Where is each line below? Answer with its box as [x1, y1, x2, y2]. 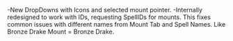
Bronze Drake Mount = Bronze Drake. [7, 27, 115, 36]
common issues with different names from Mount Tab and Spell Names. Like [7, 20, 226, 28]
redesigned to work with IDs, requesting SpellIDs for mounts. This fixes [7, 13, 211, 21]
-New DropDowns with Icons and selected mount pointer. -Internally [7, 6, 203, 14]
